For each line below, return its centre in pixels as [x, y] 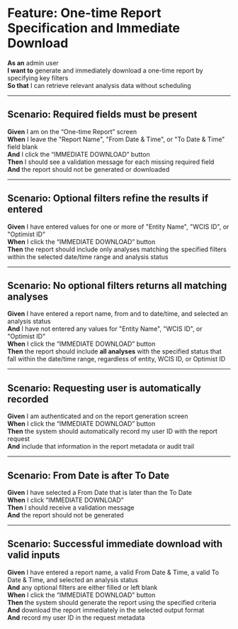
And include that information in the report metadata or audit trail [101, 447]
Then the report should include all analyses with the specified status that [114, 351]
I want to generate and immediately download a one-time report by [105, 70]
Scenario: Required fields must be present [102, 115]
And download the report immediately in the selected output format [106, 610]
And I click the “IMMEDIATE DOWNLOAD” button [79, 154]
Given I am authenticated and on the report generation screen [98, 416]
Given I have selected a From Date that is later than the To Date [100, 492]
